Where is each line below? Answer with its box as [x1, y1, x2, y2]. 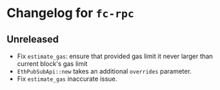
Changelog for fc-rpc [6, 5, 134, 21]
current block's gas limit [16, 60, 88, 68]
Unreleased [6, 33, 60, 45]
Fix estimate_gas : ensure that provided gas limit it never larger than [16, 52, 214, 60]
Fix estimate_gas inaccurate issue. [16, 74, 118, 83]
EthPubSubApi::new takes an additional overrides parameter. [16, 67, 192, 75]
